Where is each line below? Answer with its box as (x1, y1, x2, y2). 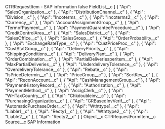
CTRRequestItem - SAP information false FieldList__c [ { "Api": (5, 4, 131, 9)
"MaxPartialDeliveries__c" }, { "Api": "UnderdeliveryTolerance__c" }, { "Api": (5, 62, 158, 67)
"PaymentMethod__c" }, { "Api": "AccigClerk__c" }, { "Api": (5, 88, 124, 93)
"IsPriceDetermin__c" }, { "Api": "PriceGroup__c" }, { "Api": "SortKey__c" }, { (5, 72, 158, 77)
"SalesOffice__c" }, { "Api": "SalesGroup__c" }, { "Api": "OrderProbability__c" (5, 35, 160, 41)
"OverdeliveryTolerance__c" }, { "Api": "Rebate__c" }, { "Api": (5, 66, 128, 72)
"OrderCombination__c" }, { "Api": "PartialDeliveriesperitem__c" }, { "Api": (5, 56, 154, 62)
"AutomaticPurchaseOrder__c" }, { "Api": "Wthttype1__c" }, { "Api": (5, 103, 139, 109)
